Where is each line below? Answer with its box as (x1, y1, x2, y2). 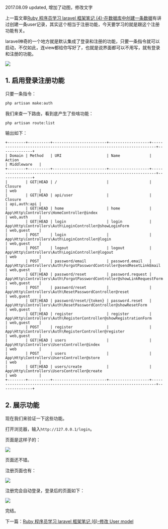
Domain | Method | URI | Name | (10, 153, 152, 158)
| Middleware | (5, 162, 42, 167)
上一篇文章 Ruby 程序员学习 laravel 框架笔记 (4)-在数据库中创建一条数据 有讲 (5, 15, 162, 21)
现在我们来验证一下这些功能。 (5, 415, 67, 421)
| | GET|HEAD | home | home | (5, 205, 152, 211)
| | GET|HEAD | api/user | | (5, 192, 152, 197)
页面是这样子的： (5, 437, 41, 443)
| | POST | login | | (5, 232, 152, 237)
